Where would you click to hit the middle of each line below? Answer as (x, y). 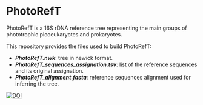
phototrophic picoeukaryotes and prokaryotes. (64, 34)
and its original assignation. (49, 70)
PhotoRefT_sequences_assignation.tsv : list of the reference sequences (106, 64)
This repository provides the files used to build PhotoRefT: (79, 46)
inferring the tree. (37, 84)
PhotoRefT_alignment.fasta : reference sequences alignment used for (103, 77)
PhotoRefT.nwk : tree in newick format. (64, 58)
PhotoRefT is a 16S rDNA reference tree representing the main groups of (97, 28)
